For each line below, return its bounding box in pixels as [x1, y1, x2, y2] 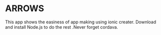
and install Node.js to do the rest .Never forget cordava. [5, 24, 119, 30]
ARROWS [5, 3, 44, 14]
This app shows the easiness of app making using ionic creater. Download [5, 19, 157, 25]
